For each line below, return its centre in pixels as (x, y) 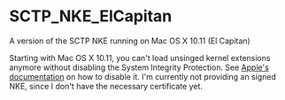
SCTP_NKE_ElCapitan (91, 16)
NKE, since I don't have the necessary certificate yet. (106, 86)
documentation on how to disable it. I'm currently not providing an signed (143, 76)
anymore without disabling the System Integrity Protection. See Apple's (139, 67)
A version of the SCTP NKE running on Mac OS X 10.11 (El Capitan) (130, 41)
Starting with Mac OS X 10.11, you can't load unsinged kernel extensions (140, 58)
